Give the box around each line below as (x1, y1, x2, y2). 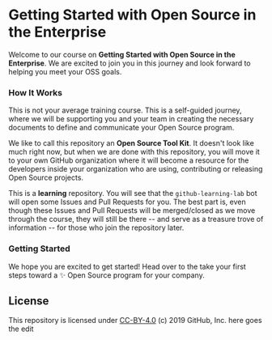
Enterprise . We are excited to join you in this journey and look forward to (8, 58, 251, 68)
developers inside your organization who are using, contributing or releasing (8, 164, 263, 174)
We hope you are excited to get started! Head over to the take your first (8, 261, 247, 271)
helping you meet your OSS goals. (8, 66, 122, 76)
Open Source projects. (8, 172, 83, 183)
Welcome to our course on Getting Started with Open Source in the (8, 49, 236, 59)
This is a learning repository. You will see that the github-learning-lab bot (8, 189, 257, 198)
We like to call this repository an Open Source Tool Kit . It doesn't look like (8, 138, 255, 148)
